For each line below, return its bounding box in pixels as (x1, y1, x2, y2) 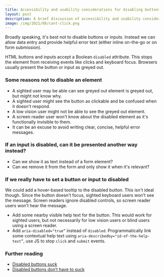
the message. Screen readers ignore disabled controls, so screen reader (5, 197, 151, 203)
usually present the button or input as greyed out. (5, 64, 104, 70)
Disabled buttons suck (12, 261, 58, 267)
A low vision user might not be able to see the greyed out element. (12, 108, 146, 114)
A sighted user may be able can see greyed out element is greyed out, (12, 87, 154, 93)
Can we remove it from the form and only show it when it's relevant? (12, 164, 150, 170)
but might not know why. (12, 93, 62, 99)
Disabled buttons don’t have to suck (12, 267, 85, 273)
